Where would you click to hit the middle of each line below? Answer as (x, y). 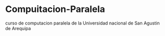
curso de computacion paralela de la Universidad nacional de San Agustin (82, 23)
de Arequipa (18, 28)
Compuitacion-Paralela (55, 9)
